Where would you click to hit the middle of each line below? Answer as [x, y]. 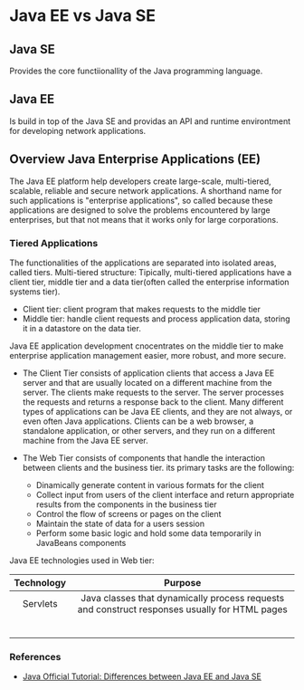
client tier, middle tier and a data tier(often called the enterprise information [149, 282]
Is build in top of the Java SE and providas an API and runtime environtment [150, 121]
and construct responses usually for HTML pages [182, 609]
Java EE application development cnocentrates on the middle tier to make [147, 346]
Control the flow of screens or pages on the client [128, 513]
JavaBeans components [81, 542]
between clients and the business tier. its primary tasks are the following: [158, 467]
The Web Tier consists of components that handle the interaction [143, 457]
